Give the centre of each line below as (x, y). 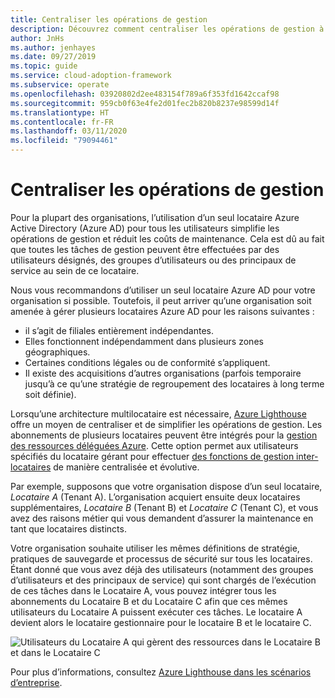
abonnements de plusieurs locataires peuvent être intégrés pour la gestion (164, 435)
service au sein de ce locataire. (75, 270)
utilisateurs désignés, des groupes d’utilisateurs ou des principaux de (153, 260)
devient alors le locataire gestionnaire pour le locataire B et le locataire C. (161, 622)
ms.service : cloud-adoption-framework (91, 76)
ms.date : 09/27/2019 (53, 57)
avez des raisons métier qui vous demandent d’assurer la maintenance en (162, 518)
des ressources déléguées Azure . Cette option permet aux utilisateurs (154, 445)
